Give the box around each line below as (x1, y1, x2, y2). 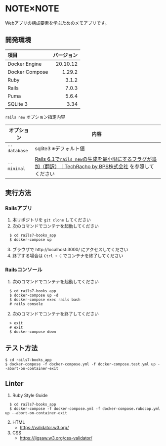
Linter (5, 379, 24, 388)
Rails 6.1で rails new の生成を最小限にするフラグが (35, 155, 152, 162)
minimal (7, 166, 26, 171)
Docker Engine (7, 60, 42, 67)
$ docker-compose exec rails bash (9, 297, 81, 302)
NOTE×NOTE (5, 3, 59, 14)
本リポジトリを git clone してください (12, 217, 91, 223)
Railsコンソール (5, 267, 42, 273)
